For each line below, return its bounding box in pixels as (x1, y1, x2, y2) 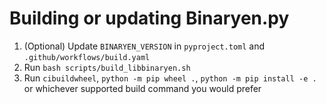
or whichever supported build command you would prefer (23, 82, 262, 94)
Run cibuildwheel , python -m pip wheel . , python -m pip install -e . (23, 72, 317, 84)
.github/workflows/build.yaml (23, 52, 151, 62)
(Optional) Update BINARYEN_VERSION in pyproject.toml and (23, 40, 266, 52)
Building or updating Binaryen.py (9, 7, 290, 30)
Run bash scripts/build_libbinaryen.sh (23, 61, 191, 73)
